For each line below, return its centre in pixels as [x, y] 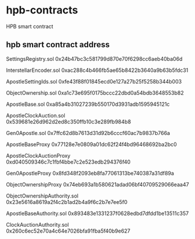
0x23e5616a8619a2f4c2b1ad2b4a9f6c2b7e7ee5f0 [67, 202]
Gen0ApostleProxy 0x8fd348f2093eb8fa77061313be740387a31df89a [90, 173]
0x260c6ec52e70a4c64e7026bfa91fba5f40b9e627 [68, 231]
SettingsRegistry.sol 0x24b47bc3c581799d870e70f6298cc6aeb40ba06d [94, 58]
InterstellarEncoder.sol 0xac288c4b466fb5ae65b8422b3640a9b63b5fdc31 [97, 70]
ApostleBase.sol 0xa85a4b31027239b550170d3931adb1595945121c [88, 104]
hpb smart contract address [58, 45]
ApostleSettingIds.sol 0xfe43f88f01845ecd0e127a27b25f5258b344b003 [94, 81]
